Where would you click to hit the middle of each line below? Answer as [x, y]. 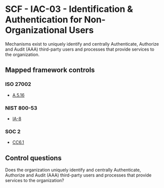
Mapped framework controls [50, 70]
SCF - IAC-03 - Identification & [69, 9]
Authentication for [44, 20]
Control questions [33, 158]
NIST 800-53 [21, 108]
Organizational [36, 30]
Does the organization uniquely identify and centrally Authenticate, [73, 170]
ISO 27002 [18, 84]
